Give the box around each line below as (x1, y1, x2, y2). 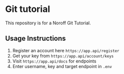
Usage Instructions (5, 34, 66, 43)
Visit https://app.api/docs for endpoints (12, 58, 96, 64)
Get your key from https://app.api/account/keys (12, 53, 114, 59)
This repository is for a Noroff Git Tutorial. (5, 20, 91, 26)
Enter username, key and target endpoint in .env (12, 63, 112, 69)
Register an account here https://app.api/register (12, 47, 119, 53)
